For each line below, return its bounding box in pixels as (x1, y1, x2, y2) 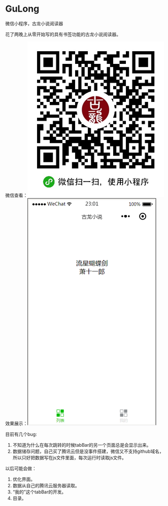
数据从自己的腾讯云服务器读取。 (12, 482, 80, 488)
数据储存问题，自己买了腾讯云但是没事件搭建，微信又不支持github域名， (12, 448, 164, 454)
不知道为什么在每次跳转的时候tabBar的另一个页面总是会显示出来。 (12, 442, 151, 448)
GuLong (5, 3, 40, 15)
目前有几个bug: (5, 431, 37, 437)
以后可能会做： (5, 465, 37, 472)
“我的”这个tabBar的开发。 (12, 489, 66, 495)
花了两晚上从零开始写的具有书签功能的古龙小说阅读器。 (5, 31, 121, 37)
